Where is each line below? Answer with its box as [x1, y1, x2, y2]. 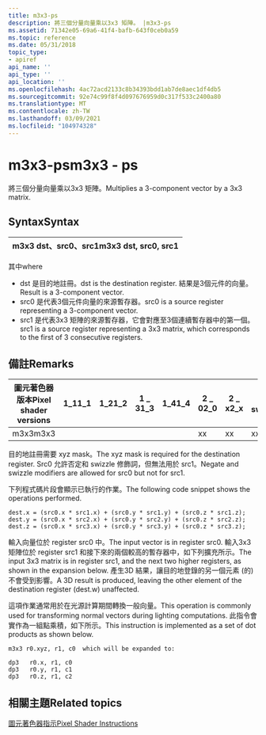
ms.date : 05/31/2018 [8, 41, 77, 49]
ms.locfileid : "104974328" [8, 122, 97, 130]
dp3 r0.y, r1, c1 [8, 666, 73, 674]
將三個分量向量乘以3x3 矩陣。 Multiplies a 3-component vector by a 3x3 [8, 183, 243, 192]
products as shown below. [8, 630, 94, 639]
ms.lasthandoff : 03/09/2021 [8, 115, 101, 123]
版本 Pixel [16, 394, 51, 406]
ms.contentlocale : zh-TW [8, 108, 90, 116]
